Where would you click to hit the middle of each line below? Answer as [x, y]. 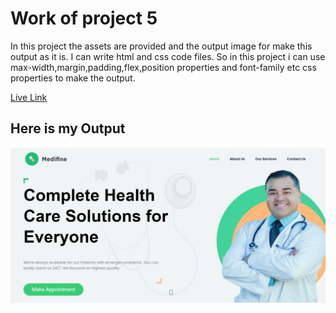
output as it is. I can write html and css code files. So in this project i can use [168, 56]
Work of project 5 [84, 18]
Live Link [29, 97]
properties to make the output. [73, 78]
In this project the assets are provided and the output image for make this [161, 46]
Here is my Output [68, 128]
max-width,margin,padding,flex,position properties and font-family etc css [163, 67]
